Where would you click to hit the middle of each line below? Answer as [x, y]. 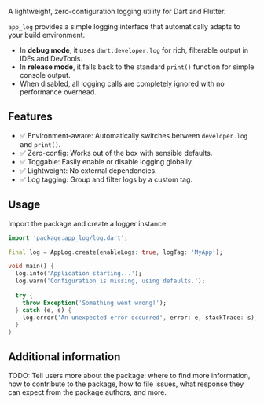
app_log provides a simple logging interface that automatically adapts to [125, 26]
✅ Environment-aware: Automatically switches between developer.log [134, 135]
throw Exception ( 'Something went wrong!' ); [95, 303]
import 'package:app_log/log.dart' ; [68, 238]
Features [30, 117]
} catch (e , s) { [44, 310]
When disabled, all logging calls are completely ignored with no [122, 83]
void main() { [31, 267]
